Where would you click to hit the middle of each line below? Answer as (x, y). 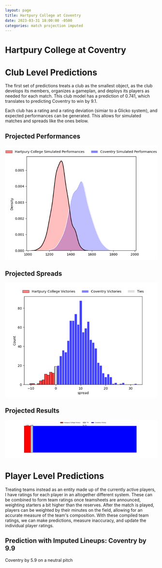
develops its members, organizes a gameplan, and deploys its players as (77, 91)
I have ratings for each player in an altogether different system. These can (79, 494)
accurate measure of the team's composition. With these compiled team (77, 515)
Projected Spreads (34, 273)
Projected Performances (43, 136)
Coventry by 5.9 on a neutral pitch (39, 560)
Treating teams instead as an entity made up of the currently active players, (80, 489)
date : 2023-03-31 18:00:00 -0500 (39, 20)
